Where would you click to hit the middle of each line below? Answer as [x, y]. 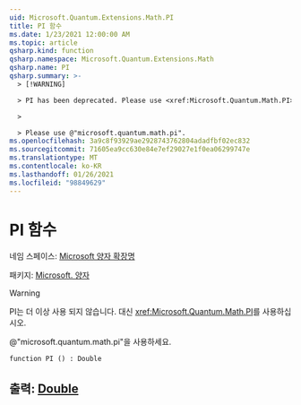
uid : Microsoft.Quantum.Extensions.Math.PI [92, 17]
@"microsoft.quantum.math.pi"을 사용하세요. [90, 342]
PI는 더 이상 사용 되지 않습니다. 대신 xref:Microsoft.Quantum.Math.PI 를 [135, 312]
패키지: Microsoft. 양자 [49, 275]
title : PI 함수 [36, 26]
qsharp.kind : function [52, 51]
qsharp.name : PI [39, 68]
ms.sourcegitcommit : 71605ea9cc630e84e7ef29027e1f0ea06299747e [130, 150]
